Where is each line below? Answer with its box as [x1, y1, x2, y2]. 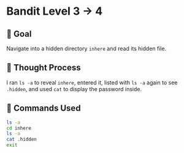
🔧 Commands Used [6, 103, 81, 114]
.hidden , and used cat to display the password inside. [6, 85, 142, 92]
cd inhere [6, 125, 32, 131]
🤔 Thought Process [6, 62, 81, 73]
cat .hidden [6, 136, 37, 143]
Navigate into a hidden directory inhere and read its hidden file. [6, 45, 167, 52]
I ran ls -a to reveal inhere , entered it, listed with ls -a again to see [6, 78, 178, 86]
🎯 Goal [6, 29, 32, 39]
